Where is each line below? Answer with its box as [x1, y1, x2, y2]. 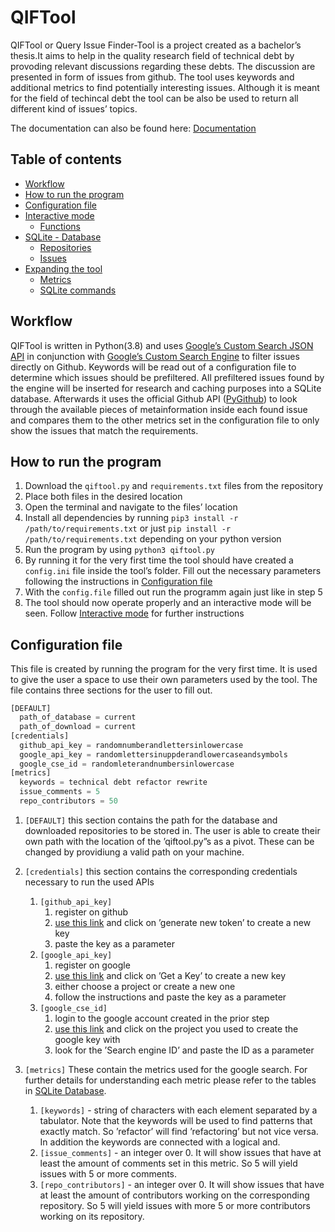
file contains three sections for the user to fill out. [10, 684, 213, 696]
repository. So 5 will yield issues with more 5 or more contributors [39, 1199, 311, 1211]
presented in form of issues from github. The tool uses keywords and [10, 71, 295, 83]
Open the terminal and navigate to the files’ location [24, 501, 238, 513]
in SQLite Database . [24, 1084, 107, 1096]
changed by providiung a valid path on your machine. [24, 846, 245, 858]
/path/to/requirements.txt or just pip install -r [24, 522, 232, 535]
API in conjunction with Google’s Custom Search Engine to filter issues [10, 350, 300, 362]
